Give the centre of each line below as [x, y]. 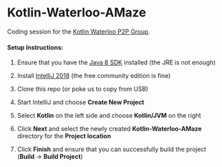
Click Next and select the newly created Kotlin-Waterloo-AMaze [109, 129]
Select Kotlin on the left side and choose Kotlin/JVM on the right [109, 116]
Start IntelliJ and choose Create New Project [80, 102]
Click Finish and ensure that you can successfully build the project [111, 149]
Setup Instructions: [35, 47]
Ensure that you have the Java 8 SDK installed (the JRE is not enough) [116, 62]
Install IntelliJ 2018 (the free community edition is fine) [94, 76]
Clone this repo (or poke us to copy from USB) [83, 89]
